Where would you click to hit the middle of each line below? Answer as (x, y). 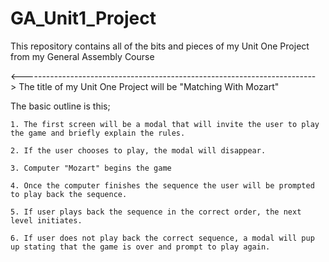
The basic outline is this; (60, 106)
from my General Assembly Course (82, 56)
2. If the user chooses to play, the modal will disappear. (138, 150)
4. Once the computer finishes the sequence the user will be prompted (162, 185)
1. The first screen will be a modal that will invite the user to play (165, 124)
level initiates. (46, 220)
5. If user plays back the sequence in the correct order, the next (156, 212)
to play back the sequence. (69, 194)
